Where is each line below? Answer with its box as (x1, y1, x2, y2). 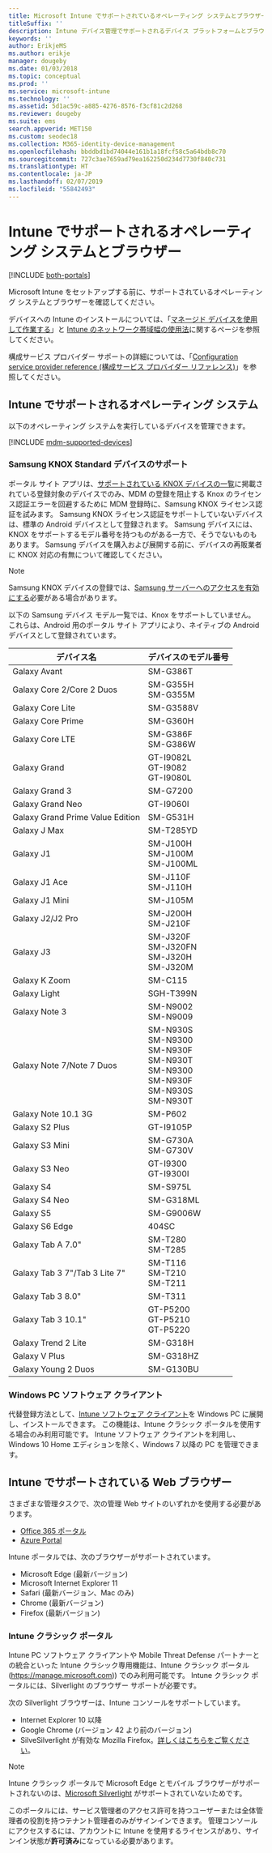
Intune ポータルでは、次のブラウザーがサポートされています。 (8, 1552, 215, 1561)
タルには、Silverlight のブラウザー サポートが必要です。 (15, 1680, 201, 1690)
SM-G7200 (147, 785, 193, 796)
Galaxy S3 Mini (12, 1139, 70, 1151)
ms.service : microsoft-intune (8, 87, 111, 96)
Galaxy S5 (12, 1207, 52, 1219)
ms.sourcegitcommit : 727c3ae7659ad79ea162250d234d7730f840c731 (8, 155, 227, 163)
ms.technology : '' (8, 95, 70, 103)
